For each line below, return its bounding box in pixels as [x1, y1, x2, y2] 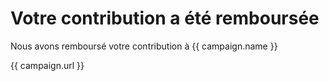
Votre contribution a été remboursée [10, 7, 320, 30]
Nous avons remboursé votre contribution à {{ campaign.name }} [10, 40, 278, 52]
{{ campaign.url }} [10, 59, 85, 71]
